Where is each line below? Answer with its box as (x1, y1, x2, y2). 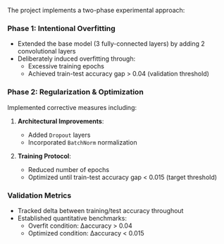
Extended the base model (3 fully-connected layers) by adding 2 (17, 39, 206, 48)
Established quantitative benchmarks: (17, 214, 127, 222)
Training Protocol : (17, 152, 72, 160)
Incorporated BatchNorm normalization (27, 138, 137, 147)
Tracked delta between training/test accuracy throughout (17, 206, 184, 214)
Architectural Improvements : (17, 116, 104, 126)
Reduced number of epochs (27, 165, 110, 173)
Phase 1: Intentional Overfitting (7, 23, 116, 33)
